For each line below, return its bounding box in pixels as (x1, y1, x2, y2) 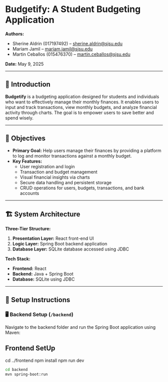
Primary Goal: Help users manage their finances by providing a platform (12, 147, 161, 154)
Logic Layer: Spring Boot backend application (12, 241, 107, 247)
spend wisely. (5, 114, 34, 121)
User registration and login (19, 163, 75, 169)
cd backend (5, 367, 28, 372)
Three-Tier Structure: (5, 226, 51, 232)
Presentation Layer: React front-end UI (12, 235, 94, 241)
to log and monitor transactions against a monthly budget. (12, 153, 132, 159)
